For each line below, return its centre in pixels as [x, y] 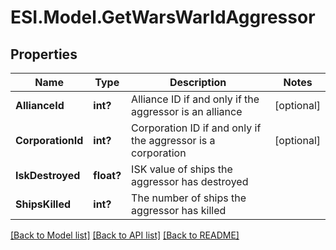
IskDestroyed [48, 175]
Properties [44, 54]
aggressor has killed [179, 210]
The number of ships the [189, 198]
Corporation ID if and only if [196, 128]
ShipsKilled [43, 204]
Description [198, 82]
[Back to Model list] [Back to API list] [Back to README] [125, 235]
